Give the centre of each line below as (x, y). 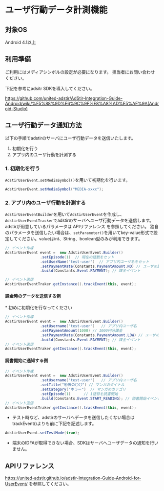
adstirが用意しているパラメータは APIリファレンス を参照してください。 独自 (82, 227)
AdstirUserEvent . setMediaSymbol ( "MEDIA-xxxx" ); (54, 189)
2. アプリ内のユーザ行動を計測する (46, 203)
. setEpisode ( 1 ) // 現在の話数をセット (77, 257)
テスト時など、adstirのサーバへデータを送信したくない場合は (73, 418)
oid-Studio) (16, 109)
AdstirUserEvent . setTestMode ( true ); (42, 433)
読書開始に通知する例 (26, 360)
